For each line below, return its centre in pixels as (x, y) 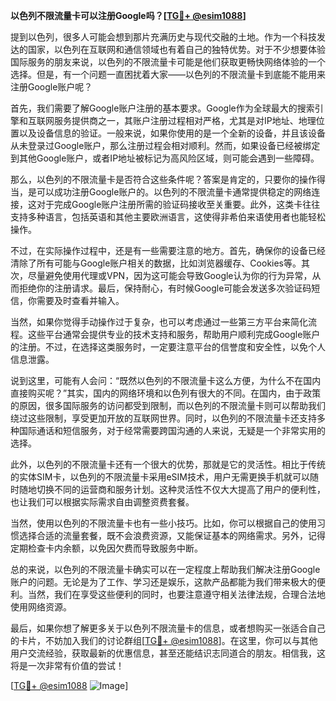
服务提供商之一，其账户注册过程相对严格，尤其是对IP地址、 (176, 120)
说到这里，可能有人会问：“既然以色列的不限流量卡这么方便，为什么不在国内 (166, 380)
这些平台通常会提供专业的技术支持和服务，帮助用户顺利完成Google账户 (174, 334)
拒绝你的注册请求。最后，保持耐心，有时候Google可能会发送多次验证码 (165, 288)
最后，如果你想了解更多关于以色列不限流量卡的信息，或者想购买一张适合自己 (168, 628)
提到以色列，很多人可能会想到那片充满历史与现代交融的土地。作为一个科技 (163, 37)
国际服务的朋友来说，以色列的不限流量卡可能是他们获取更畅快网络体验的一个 (168, 62)
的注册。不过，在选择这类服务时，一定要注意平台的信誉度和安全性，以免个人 (168, 347)
